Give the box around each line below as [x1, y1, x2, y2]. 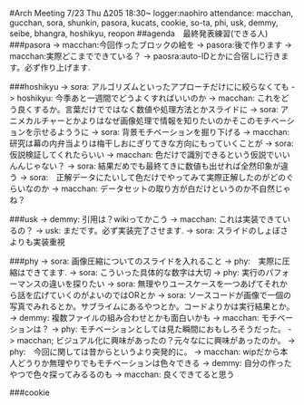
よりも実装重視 [9, 236, 65, 247]
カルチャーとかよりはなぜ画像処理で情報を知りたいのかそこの [25, 115, 256, 126]
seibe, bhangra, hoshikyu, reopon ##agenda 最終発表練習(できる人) [9, 28, 269, 39]
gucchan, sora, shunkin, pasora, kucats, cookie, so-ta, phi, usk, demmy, [9, 17, 279, 28]
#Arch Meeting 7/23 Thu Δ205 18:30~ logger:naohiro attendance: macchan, [9, 8, 294, 18]
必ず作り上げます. [24, 63, 91, 72]
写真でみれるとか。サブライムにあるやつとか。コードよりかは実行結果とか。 [9, 301, 295, 312]
